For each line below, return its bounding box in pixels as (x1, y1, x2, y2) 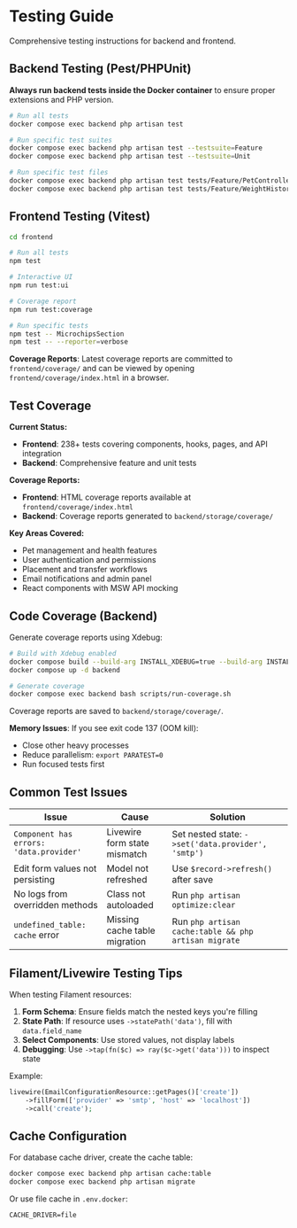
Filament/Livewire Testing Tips (9, 966, 183, 981)
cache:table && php (171, 927, 254, 937)
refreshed (106, 874, 148, 886)
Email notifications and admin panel (21, 573, 152, 584)
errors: (13, 838, 46, 848)
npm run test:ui (9, 281, 69, 290)
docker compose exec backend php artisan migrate (9, 1177, 196, 1186)
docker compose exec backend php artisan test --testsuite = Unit (9, 152, 251, 161)
